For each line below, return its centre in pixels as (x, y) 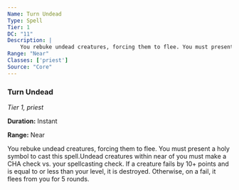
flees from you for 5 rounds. (48, 179)
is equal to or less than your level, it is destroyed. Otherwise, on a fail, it (112, 171)
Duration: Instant (33, 121)
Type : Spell (25, 21)
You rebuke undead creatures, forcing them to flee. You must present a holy (118, 148)
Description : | (30, 41)
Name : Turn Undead (34, 14)
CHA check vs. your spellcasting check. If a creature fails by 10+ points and (118, 164)
